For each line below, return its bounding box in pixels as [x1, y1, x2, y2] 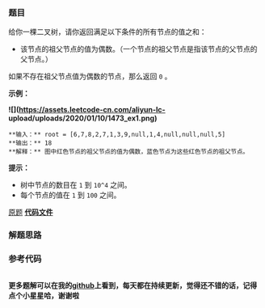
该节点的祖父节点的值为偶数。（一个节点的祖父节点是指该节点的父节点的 [19, 44, 258, 54]
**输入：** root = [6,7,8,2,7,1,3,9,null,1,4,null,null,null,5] [8, 131, 226, 139]
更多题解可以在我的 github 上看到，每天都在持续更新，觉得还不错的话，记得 [8, 281, 258, 290]
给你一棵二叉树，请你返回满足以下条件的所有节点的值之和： [8, 27, 207, 37]
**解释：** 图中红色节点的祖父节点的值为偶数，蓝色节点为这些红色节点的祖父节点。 [8, 148, 249, 156]
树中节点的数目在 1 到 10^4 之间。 [19, 180, 132, 190]
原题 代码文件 [8, 208, 53, 217]
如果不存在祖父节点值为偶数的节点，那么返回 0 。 [8, 71, 172, 82]
